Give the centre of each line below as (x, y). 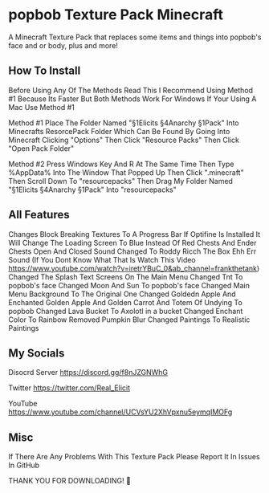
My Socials (37, 353)
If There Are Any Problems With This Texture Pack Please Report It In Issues (134, 457)
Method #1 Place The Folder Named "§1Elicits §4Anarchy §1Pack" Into (124, 123)
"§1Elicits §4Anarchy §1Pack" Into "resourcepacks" (92, 189)
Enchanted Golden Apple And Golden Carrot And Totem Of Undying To (125, 302)
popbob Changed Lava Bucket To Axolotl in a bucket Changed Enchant (126, 311)
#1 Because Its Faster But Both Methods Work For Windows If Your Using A (132, 99)
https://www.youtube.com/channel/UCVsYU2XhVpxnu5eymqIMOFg (120, 412)
